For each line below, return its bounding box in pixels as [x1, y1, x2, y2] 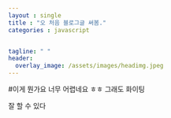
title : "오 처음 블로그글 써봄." [8, 19, 106, 27]
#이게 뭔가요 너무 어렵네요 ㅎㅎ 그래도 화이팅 [8, 84, 146, 94]
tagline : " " [8, 47, 51, 55]
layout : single [8, 11, 61, 20]
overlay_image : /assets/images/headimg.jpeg [15, 62, 164, 70]
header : [8, 54, 34, 63]
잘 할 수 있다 [8, 101, 46, 110]
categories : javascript [8, 26, 90, 34]
